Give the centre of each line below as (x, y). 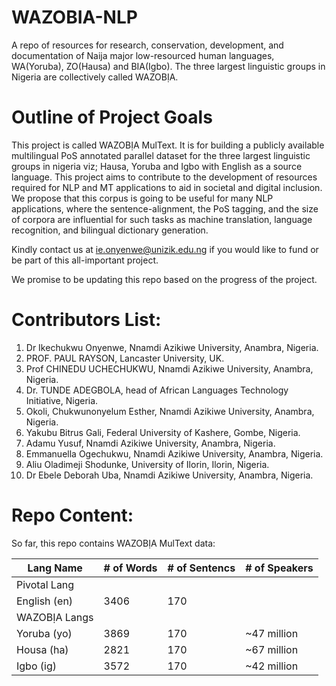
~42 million (272, 666)
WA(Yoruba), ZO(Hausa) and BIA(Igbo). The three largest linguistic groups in (168, 66)
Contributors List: (86, 320)
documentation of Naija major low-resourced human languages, (143, 55)
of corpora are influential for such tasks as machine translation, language (162, 219)
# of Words (130, 568)
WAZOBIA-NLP (74, 17)
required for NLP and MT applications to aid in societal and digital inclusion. (167, 187)
